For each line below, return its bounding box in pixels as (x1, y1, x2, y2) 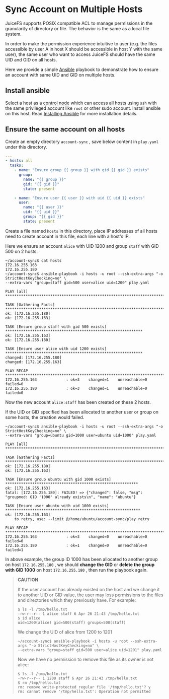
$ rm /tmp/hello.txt (17, 680, 61, 685)
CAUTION (17, 577, 39, 583)
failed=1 (5, 547, 24, 552)
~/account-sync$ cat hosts (5, 258, 62, 263)
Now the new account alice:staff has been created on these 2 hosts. (5, 399, 151, 405)
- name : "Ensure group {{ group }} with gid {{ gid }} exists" (14, 168, 150, 173)
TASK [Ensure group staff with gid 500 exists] (5, 324, 107, 329)
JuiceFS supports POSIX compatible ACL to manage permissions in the (5, 20, 153, 26)
